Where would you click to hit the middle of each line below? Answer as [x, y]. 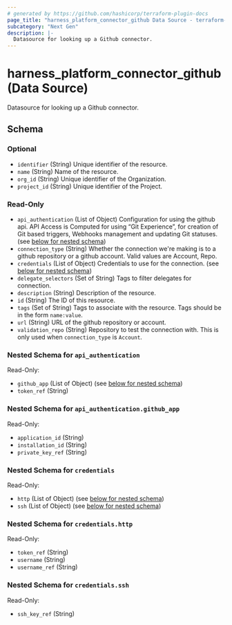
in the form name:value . [50, 315]
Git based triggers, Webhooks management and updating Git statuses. [117, 234]
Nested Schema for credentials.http [70, 524]
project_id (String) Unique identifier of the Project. [90, 186]
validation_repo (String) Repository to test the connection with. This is [118, 330]
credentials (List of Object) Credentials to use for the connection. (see [118, 263]
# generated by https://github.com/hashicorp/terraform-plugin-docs [108, 14]
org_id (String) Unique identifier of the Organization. [91, 179]
